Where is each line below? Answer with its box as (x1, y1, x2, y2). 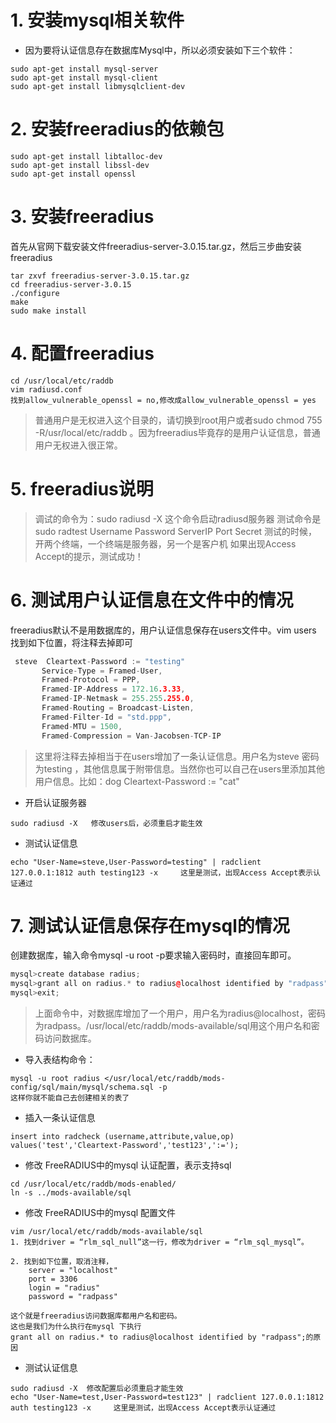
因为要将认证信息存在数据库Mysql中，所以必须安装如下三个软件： (24, 44, 296, 56)
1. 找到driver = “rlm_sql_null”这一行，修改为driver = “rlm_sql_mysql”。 (10, 1237, 309, 1248)
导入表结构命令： (24, 1054, 96, 1066)
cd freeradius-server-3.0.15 (10, 279, 132, 290)
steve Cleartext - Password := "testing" (14, 656, 186, 666)
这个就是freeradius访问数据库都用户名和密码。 (10, 1311, 182, 1321)
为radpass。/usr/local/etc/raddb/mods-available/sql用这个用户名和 (34, 1020, 312, 1032)
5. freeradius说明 (10, 477, 154, 500)
